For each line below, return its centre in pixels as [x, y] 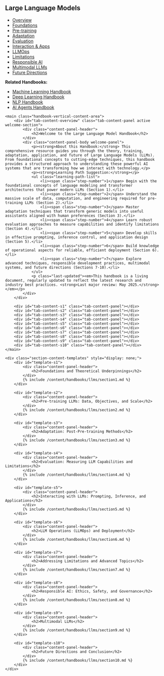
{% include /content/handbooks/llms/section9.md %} [77, 630]
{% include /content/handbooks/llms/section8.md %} [77, 600]
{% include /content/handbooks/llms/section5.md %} [77, 509]
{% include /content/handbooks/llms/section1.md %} [77, 379]
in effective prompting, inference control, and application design [77, 237]
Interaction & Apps [31, 46]
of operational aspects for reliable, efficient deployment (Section [78, 250]
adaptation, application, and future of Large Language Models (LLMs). [80, 155]
